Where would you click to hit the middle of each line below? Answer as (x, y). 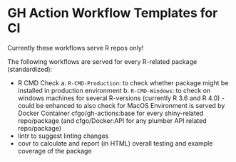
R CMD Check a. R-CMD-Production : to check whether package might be (123, 82)
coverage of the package (55, 151)
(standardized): (30, 69)
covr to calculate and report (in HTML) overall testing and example (115, 143)
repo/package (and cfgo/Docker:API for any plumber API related (112, 120)
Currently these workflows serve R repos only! (76, 48)
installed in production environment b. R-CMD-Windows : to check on (114, 90)
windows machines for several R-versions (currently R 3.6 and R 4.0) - (121, 98)
